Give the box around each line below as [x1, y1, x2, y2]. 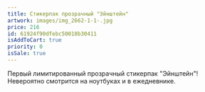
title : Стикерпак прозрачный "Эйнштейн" [7, 10, 130, 18]
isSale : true [7, 50, 46, 57]
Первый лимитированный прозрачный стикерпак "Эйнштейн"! [7, 69, 199, 78]
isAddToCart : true [7, 37, 62, 44]
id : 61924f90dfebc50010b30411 [7, 30, 98, 38]
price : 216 [7, 23, 40, 30]
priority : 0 [7, 43, 43, 50]
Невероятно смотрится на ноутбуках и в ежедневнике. [7, 76, 176, 85]
